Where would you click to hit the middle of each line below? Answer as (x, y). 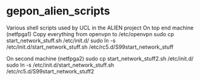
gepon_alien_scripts (58, 11)
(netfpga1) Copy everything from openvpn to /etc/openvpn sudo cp (90, 34)
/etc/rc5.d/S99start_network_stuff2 (50, 71)
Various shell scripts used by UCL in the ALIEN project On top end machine (100, 28)
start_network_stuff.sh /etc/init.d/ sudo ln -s (61, 40)
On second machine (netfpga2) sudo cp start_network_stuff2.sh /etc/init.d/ (100, 58)
